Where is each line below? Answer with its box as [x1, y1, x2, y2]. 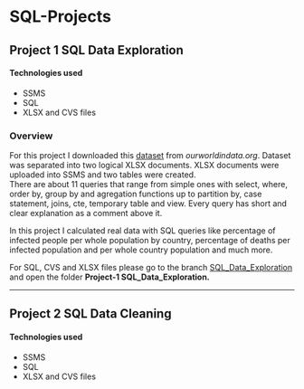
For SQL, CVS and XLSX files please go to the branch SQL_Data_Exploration [9, 262, 293, 273]
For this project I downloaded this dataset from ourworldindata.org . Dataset [9, 150, 291, 161]
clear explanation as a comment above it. [9, 208, 163, 219]
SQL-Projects [9, 6, 111, 27]
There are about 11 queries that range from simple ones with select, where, [9, 179, 288, 190]
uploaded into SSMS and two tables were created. [9, 169, 196, 180]
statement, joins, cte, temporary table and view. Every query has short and [9, 198, 288, 209]
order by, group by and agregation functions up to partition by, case [9, 188, 262, 200]
